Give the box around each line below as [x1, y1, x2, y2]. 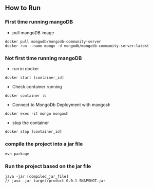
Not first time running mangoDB [5, 55, 82, 62]
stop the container [12, 120, 49, 125]
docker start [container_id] [5, 75, 64, 80]
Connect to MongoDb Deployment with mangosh [12, 102, 111, 107]
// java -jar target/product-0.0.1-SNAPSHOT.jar [5, 178, 106, 183]
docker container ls [5, 93, 47, 98]
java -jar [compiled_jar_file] [5, 174, 69, 179]
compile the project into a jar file [5, 140, 83, 147]
